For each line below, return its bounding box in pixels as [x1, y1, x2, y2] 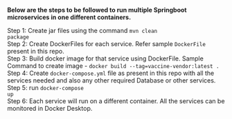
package [7, 34, 30, 41]
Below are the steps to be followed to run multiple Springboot [7, 6, 187, 14]
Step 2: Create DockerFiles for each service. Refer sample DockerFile [7, 40, 206, 47]
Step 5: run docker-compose [7, 84, 84, 91]
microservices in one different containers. [7, 13, 132, 21]
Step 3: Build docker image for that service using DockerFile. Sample [7, 54, 204, 63]
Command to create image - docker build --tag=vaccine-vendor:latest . [7, 62, 220, 69]
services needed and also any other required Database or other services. [7, 76, 216, 85]
